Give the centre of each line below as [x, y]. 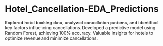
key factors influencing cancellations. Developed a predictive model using [80, 27]
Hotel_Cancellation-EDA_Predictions [82, 9]
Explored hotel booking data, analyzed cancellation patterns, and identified [81, 23]
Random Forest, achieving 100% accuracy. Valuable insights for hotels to [79, 33]
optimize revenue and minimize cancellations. [51, 38]
